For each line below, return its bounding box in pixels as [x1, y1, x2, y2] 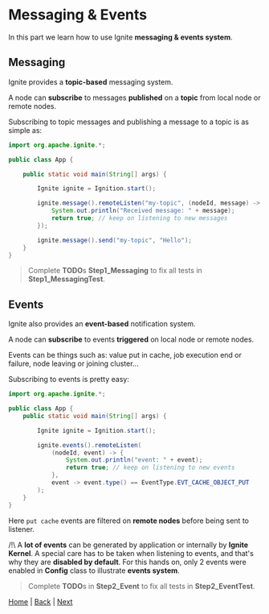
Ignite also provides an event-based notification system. [8, 319, 196, 329]
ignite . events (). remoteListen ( [37, 441, 142, 449]
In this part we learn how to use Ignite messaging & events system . [8, 32, 233, 42]
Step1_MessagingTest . [27, 274, 106, 284]
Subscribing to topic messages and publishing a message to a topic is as [8, 117, 249, 127]
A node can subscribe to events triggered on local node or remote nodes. [8, 334, 255, 344]
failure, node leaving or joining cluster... [8, 359, 139, 368]
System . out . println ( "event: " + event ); [65, 456, 203, 464]
